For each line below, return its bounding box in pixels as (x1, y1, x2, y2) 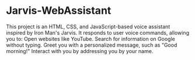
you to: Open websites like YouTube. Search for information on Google (6, 35, 175, 42)
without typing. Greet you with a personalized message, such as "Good (6, 42, 177, 48)
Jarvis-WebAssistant (6, 4, 112, 17)
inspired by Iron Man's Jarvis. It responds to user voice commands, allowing (6, 29, 190, 36)
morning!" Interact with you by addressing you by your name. (6, 47, 154, 54)
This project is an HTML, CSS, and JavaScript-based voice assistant (6, 23, 170, 30)
